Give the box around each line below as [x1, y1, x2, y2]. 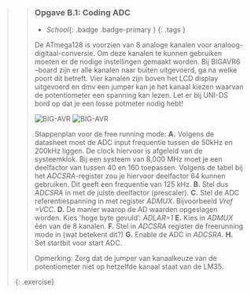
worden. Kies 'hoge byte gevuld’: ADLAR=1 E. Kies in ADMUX [34, 213, 234, 223]
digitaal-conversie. [34, 49, 96, 58]
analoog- [213, 40, 243, 50]
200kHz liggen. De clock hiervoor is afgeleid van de [34, 146, 203, 156]
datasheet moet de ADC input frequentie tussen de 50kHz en [34, 138, 233, 147]
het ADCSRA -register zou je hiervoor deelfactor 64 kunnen [34, 171, 226, 180]
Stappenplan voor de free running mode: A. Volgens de [34, 129, 214, 139]
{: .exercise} [14, 277, 54, 287]
